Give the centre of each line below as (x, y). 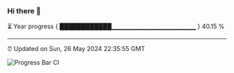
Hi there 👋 (24, 11)
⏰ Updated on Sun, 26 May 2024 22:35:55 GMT (76, 49)
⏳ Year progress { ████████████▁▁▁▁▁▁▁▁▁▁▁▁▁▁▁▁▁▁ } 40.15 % (116, 26)
